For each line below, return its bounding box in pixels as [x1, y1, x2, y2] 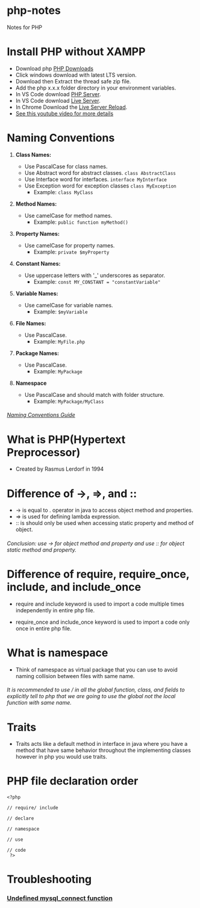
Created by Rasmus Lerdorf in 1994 [15, 465, 104, 472]
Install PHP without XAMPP [7, 45, 146, 59]
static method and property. [7, 546, 77, 554]
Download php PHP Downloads [15, 65, 94, 72]
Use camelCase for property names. [24, 241, 115, 249]
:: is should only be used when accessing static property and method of [15, 520, 194, 527]
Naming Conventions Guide [7, 411, 75, 419]
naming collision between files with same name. [15, 672, 135, 679]
